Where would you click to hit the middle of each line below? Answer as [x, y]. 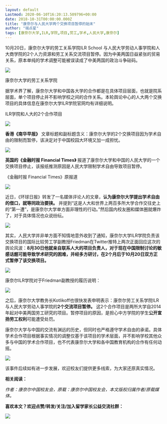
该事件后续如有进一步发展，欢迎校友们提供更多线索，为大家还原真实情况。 [81, 368]
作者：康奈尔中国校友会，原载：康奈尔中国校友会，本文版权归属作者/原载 [80, 389]
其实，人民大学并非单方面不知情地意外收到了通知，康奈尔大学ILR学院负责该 [83, 235]
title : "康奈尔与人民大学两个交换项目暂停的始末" [50, 24]
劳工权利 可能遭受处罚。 [33, 319]
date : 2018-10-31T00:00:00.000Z [39, 19]
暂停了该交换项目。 [29, 260]
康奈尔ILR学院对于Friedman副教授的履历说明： [53, 280]
